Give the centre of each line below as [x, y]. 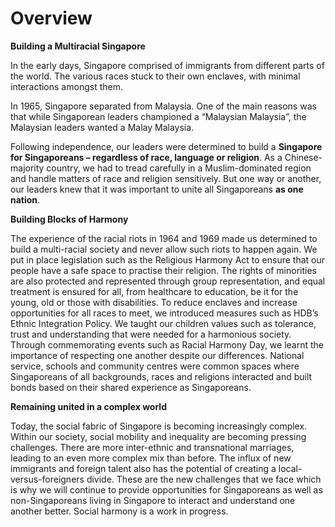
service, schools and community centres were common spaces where [155, 366]
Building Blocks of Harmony [69, 219]
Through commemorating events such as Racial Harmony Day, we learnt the [167, 344]
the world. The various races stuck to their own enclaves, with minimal [155, 76]
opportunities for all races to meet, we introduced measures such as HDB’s [164, 313]
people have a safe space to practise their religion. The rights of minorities [163, 270]
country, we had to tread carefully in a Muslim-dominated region [179, 168]
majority [27, 168]
